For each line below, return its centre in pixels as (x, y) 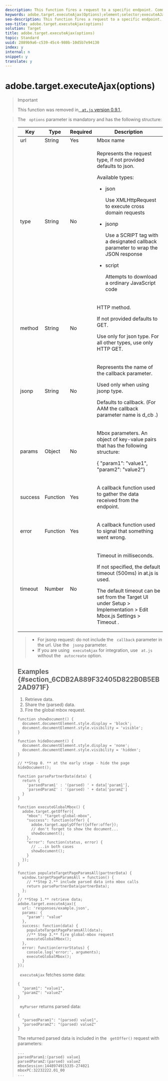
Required (81, 132)
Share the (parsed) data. (50, 705)
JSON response (124, 254)
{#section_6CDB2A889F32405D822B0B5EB (88, 679)
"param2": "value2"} (121, 469)
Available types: (115, 177)
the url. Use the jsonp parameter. (72, 645)
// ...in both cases (52, 847)
